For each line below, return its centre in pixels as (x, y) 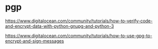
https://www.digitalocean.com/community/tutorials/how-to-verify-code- (79, 21)
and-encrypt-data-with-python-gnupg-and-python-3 (59, 26)
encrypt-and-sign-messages (35, 41)
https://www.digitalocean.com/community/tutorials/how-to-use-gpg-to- (79, 36)
